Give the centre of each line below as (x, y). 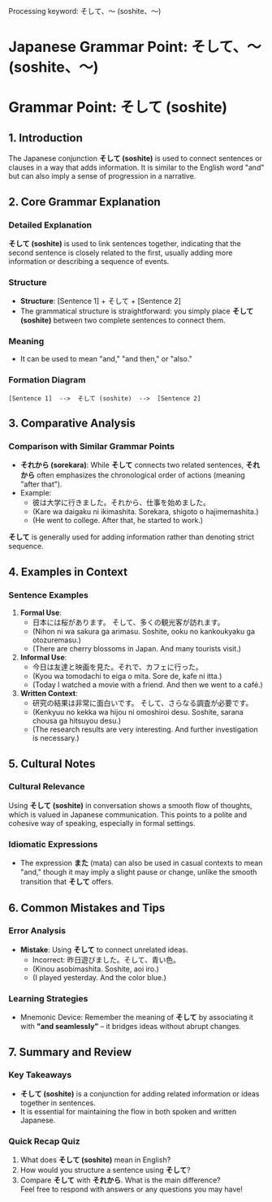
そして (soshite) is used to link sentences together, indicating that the (125, 243)
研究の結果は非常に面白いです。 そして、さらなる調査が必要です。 (142, 703)
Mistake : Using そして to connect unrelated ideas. (104, 949)
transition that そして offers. (67, 882)
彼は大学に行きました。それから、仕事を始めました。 (121, 503)
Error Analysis (37, 931)
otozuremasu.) (56, 640)
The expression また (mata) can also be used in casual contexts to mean (141, 863)
